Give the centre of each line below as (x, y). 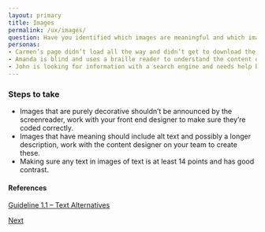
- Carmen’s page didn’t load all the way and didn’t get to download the (132, 52)
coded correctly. (46, 128)
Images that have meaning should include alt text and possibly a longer (135, 136)
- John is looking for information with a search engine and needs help (130, 67)
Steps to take (34, 94)
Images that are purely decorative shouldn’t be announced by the (126, 112)
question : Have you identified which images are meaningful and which (127, 37)
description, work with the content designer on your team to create (129, 145)
